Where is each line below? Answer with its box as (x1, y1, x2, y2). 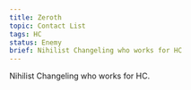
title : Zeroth (9, 12, 63, 22)
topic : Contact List (9, 21, 87, 30)
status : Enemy (9, 37, 63, 47)
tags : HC (9, 29, 42, 38)
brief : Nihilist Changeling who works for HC (9, 46, 182, 55)
